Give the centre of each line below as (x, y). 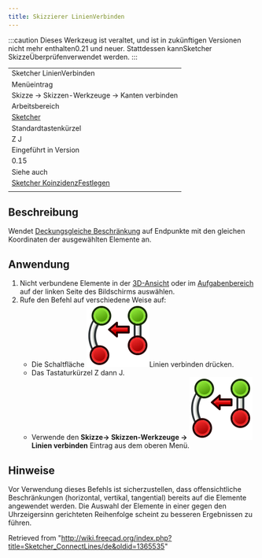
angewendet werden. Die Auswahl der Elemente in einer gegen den (117, 506)
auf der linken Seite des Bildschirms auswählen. (97, 292)
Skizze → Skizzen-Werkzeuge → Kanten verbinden (95, 95)
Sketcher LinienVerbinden (53, 73)
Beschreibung (43, 212)
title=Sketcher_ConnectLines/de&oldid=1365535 (87, 546)
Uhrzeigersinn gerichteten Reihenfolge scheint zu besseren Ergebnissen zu (131, 515)
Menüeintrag (32, 84)
